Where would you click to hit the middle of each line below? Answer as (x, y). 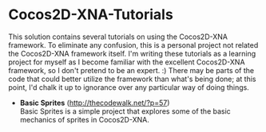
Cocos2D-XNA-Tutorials (91, 15)
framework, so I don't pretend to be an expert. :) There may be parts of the (131, 70)
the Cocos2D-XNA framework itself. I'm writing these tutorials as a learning (132, 53)
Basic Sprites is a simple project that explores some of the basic (125, 111)
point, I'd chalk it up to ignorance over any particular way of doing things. (129, 87)
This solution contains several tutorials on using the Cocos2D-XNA (118, 37)
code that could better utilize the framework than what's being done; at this (132, 79)
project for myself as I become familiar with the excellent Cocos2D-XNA (127, 62)
